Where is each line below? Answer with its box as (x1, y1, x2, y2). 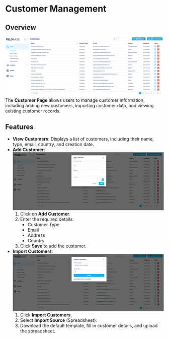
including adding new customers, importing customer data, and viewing (5, 103, 154, 109)
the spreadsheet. (20, 328, 55, 334)
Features (5, 122, 34, 131)
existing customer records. (5, 108, 61, 114)
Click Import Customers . (20, 312, 72, 318)
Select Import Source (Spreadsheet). (20, 317, 97, 323)
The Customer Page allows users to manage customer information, (5, 97, 145, 103)
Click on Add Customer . (20, 211, 71, 217)
